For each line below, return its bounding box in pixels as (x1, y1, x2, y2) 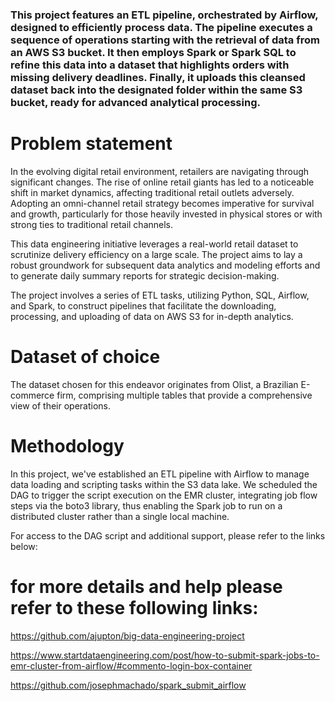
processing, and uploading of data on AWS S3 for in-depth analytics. (10, 310, 294, 322)
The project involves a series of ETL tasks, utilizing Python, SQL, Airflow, (10, 289, 310, 301)
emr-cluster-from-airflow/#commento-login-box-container (10, 659, 253, 672)
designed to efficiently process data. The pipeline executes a (10, 20, 313, 34)
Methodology (10, 434, 125, 457)
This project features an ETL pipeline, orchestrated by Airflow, (10, 8, 319, 22)
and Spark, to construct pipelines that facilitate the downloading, (10, 299, 277, 312)
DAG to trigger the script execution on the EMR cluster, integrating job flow (10, 489, 318, 501)
